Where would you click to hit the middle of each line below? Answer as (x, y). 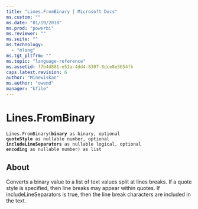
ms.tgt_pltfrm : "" (29, 56)
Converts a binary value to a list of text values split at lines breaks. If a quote (99, 182)
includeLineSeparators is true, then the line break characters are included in (98, 194)
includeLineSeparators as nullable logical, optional (74, 144)
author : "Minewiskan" (33, 78)
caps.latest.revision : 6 (37, 72)
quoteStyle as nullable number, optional (58, 139)
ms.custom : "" (24, 17)
